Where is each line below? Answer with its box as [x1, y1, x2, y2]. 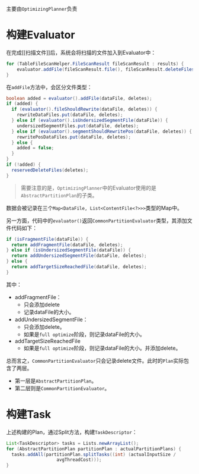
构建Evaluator [6, 29, 75, 42]
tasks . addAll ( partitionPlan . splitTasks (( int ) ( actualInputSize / [11, 451, 176, 457]
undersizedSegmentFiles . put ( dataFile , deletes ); [17, 123, 139, 129]
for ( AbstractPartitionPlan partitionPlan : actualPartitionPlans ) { [6, 445, 182, 452]
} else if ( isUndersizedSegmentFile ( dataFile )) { [6, 247, 131, 253]
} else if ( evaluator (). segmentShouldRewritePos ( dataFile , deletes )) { [11, 128, 192, 134]
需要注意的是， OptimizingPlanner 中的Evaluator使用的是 [20, 184, 157, 192]
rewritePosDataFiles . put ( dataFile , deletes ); [17, 134, 131, 140]
